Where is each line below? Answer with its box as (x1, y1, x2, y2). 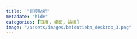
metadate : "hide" (6, 14, 48, 19)
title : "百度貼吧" (6, 8, 50, 14)
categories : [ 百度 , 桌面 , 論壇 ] (6, 19, 80, 25)
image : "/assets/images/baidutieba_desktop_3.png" (6, 24, 132, 30)
